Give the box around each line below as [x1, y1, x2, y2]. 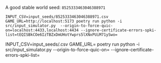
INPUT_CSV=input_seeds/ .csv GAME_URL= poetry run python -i [5, 41, 140, 47]
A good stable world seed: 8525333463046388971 [5, 5, 106, 10]
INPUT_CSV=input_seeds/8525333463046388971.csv [5, 14, 109, 19]
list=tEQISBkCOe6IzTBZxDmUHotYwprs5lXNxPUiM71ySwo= [5, 32, 118, 37]
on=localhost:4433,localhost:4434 [5, 28, 79, 33]
